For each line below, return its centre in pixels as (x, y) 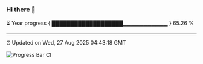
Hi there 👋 (21, 10)
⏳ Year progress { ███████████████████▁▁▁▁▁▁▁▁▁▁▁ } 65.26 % (100, 23)
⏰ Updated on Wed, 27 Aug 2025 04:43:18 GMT (66, 43)
